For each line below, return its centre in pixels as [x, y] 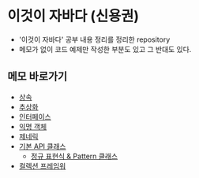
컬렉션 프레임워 [42, 165]
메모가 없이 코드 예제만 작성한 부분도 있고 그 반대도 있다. [105, 49]
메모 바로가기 [38, 77]
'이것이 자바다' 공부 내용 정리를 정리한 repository [94, 39]
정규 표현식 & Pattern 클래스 [74, 156]
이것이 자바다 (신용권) [73, 16]
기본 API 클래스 [42, 146]
